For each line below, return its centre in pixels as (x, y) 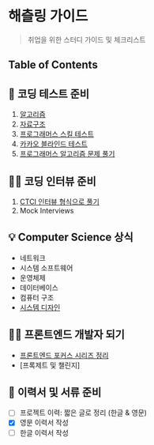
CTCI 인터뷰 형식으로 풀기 (60, 202)
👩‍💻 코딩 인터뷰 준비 (52, 181)
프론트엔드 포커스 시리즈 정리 (64, 355)
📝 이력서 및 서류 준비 (55, 392)
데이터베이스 (39, 287)
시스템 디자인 (40, 307)
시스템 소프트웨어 (46, 268)
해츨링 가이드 (48, 16)
